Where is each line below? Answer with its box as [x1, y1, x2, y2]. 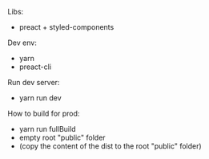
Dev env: [7, 38, 37, 47]
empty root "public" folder [18, 132, 106, 142]
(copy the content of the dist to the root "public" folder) [18, 141, 202, 151]
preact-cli [18, 62, 52, 71]
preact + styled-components [18, 22, 115, 31]
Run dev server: [7, 78, 60, 87]
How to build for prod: [7, 108, 80, 118]
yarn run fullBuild [18, 124, 76, 133]
